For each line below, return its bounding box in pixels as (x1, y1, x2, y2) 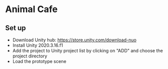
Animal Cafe (5, 4, 58, 15)
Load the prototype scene (12, 58, 66, 64)
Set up (5, 24, 26, 32)
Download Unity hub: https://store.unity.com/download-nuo (12, 37, 137, 43)
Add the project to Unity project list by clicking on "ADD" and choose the (12, 48, 163, 53)
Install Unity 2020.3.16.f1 (12, 42, 63, 48)
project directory (12, 53, 48, 59)
